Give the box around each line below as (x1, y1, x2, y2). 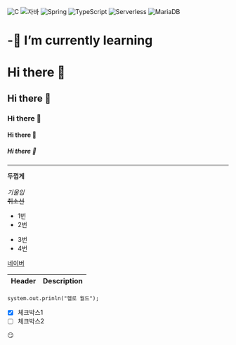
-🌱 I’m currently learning (7, 32, 153, 48)
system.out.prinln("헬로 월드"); (7, 295, 100, 302)
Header (11, 276, 37, 286)
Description (43, 276, 83, 286)
